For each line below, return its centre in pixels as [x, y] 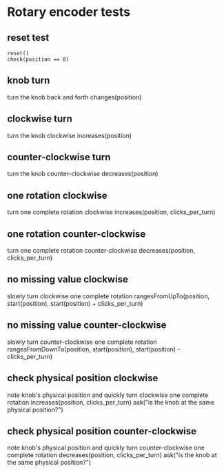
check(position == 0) [38, 59]
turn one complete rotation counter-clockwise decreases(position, [101, 251]
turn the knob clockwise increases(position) [70, 135]
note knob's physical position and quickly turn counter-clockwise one [106, 448]
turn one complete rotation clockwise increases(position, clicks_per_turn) [111, 212]
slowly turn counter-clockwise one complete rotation [82, 342]
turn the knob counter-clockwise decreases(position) [83, 174]
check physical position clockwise [83, 378]
